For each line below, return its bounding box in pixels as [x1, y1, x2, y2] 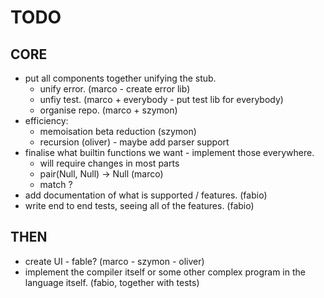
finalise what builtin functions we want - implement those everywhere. [24, 147, 315, 158]
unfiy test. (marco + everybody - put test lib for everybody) [39, 94, 284, 105]
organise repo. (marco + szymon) [39, 104, 178, 116]
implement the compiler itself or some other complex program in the [24, 266, 306, 278]
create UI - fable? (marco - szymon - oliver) [24, 255, 205, 267]
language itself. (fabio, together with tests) [24, 276, 200, 288]
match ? [39, 179, 73, 190]
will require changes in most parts [39, 157, 180, 169]
